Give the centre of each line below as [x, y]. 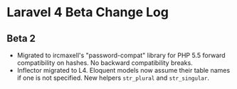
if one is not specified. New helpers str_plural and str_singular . [113, 78]
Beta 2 [21, 38]
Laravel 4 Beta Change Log [88, 12]
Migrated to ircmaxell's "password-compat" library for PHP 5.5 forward [121, 55]
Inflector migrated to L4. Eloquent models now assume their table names [123, 70]
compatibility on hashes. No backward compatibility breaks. [105, 63]
